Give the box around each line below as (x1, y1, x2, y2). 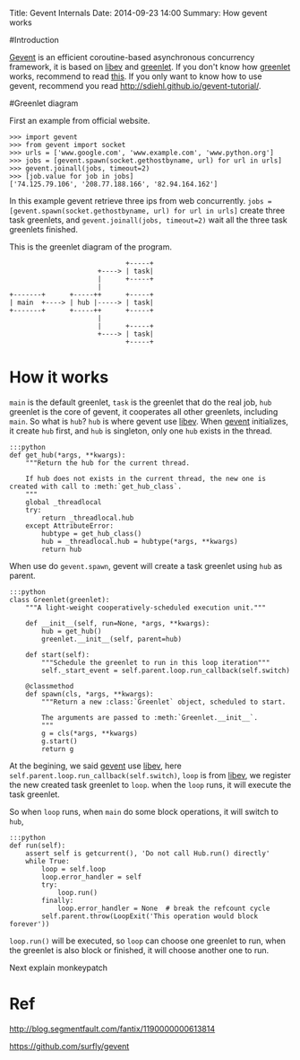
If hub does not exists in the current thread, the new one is (25, 474, 267, 483)
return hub (41, 545, 82, 554)
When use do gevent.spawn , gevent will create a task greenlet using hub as (9, 560, 283, 571)
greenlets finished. (9, 224, 79, 234)
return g (41, 744, 74, 753)
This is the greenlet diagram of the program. (9, 241, 173, 252)
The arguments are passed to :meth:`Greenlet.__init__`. (41, 713, 258, 722)
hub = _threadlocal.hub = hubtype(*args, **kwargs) (41, 537, 239, 546)
